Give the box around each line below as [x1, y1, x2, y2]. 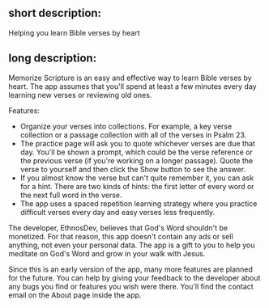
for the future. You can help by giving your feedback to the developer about [8, 272, 261, 282]
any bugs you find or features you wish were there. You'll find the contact [8, 281, 254, 291]
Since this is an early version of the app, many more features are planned [8, 264, 254, 274]
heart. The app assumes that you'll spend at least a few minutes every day [8, 81, 257, 91]
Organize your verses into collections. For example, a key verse [19, 121, 233, 131]
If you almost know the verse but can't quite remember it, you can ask [19, 173, 254, 183]
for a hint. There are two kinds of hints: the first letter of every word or [19, 181, 254, 191]
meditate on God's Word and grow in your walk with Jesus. [8, 248, 206, 258]
